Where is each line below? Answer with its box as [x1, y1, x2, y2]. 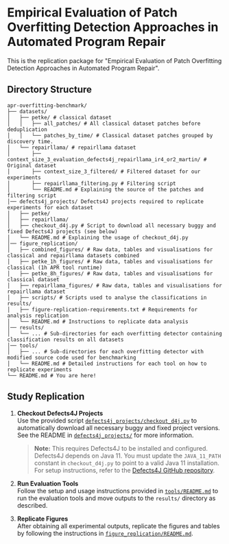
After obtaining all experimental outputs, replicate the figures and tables [16, 521, 221, 530]
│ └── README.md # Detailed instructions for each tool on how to [7, 360, 207, 367]
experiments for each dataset [7, 204, 94, 211]
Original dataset [7, 162, 57, 169]
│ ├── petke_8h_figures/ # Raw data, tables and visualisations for [7, 270, 213, 277]
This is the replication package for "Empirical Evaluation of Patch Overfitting [7, 56, 222, 64]
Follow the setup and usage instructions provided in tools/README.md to [16, 486, 219, 495]
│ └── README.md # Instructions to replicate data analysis [7, 318, 189, 325]
